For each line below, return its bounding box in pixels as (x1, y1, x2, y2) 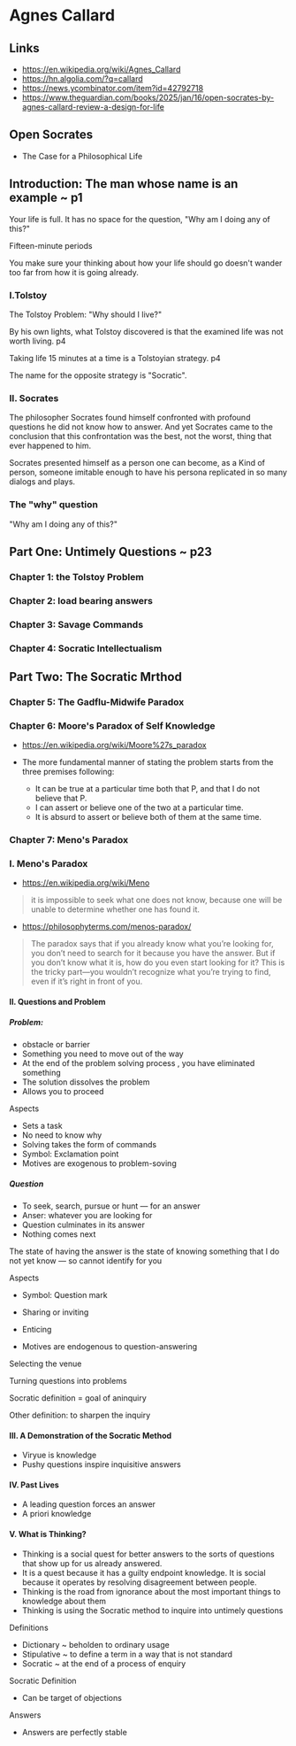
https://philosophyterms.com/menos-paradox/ (21, 922, 192, 932)
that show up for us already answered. (21, 1557, 163, 1568)
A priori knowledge (21, 1509, 92, 1519)
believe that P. (34, 793, 87, 804)
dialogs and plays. (9, 476, 76, 487)
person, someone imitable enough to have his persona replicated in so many (9, 467, 287, 478)
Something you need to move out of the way (21, 1048, 184, 1059)
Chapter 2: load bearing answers (9, 594, 153, 606)
